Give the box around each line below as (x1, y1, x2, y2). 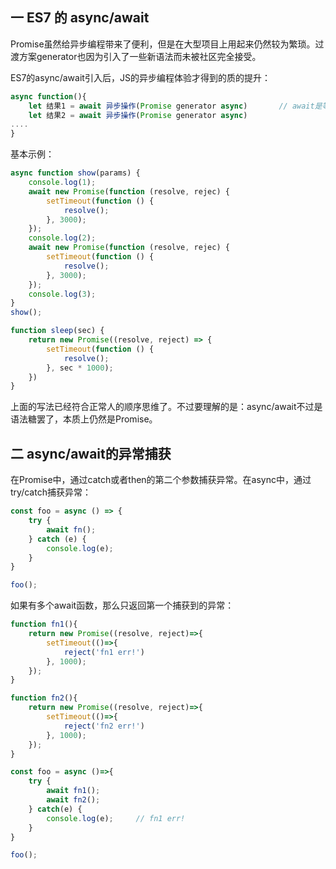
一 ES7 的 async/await (10, 9, 150, 27)
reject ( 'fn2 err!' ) (63, 721, 145, 731)
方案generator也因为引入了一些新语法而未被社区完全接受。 (18, 50, 262, 62)
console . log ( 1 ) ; (28, 178, 97, 188)
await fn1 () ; (46, 786, 101, 796)
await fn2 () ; (46, 795, 101, 805)
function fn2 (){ (10, 693, 78, 703)
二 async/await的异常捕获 (10, 445, 172, 462)
